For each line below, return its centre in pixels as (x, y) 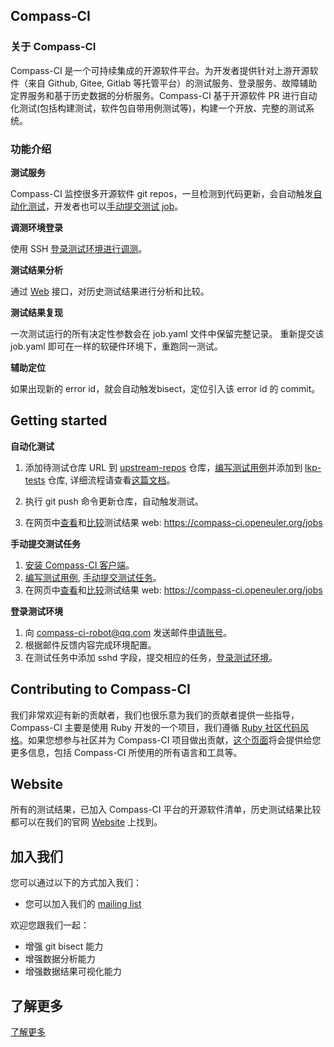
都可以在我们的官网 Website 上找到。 (86, 822)
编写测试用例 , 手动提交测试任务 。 (93, 577)
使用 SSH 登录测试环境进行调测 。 (79, 248)
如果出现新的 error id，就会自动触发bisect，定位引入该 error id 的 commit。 (165, 388)
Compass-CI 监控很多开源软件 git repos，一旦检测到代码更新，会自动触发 (162, 193)
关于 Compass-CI (53, 47)
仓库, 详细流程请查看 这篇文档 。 (111, 480)
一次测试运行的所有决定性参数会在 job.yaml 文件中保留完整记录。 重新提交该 (167, 333)
